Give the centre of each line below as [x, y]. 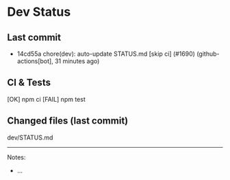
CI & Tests [29, 83]
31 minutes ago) [77, 61]
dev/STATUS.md [30, 137]
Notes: [16, 157]
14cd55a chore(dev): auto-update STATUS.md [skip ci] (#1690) [106, 54]
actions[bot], [35, 61]
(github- [208, 54]
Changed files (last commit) [68, 121]
